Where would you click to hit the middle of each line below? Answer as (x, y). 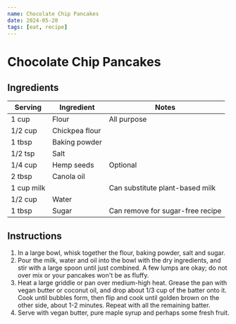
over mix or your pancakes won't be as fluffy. (83, 275)
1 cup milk (28, 188)
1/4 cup (24, 165)
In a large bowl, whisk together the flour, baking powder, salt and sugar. (121, 253)
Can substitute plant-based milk (162, 188)
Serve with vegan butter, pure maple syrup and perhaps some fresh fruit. (123, 313)
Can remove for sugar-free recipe (165, 211)
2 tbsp (21, 177)
